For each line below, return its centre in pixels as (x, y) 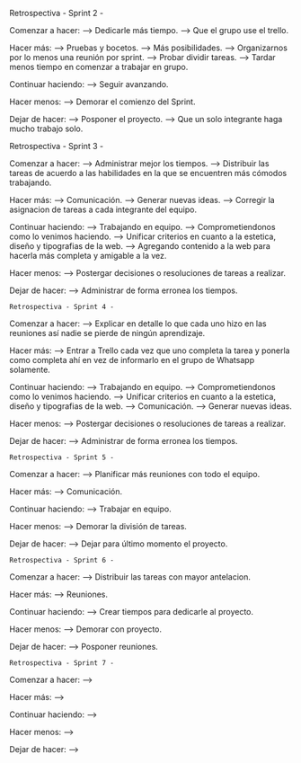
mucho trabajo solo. (46, 129)
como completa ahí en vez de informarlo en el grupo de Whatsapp (132, 360)
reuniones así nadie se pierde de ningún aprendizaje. (107, 333)
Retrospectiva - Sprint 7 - (62, 663)
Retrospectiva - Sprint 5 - (62, 457)
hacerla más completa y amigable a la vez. (88, 256)
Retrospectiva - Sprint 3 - (57, 146)
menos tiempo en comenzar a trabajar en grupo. (99, 67)
